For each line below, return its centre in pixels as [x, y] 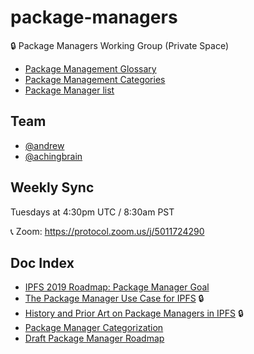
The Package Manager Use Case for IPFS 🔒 [114, 298]
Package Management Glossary [90, 68]
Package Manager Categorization [94, 328]
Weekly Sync [52, 187]
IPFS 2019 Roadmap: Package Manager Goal [117, 287]
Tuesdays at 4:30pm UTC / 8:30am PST [92, 212]
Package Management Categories [95, 79]
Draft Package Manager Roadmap [94, 338]
